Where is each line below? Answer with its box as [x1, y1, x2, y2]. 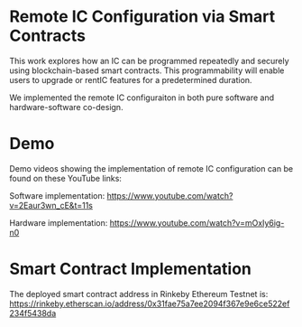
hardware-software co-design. [9, 101, 124, 112]
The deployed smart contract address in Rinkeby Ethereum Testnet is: [9, 288, 269, 299]
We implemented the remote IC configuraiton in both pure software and [9, 92, 275, 103]
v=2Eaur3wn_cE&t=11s [9, 200, 93, 210]
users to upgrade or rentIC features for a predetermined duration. [9, 74, 252, 85]
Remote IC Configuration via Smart [9, 6, 276, 27]
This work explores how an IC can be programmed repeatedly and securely [9, 55, 290, 66]
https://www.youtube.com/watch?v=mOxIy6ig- [109, 217, 285, 228]
